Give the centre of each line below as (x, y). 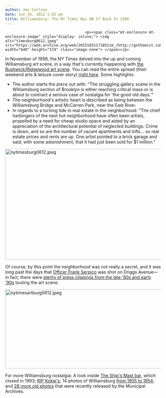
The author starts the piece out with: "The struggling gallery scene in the (86, 84)
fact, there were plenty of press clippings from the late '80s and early (81, 277)
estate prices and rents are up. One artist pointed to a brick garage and (84, 137)
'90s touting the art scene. (32, 283)
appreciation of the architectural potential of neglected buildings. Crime (85, 126)
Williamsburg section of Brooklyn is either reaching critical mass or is (83, 89)
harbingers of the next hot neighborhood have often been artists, (78, 116)
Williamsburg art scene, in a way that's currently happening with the (74, 64)
